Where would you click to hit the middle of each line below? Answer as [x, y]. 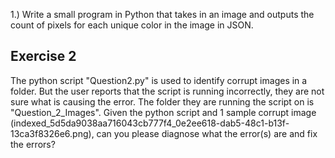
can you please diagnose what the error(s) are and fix [207, 133]
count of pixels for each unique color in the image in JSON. [132, 25]
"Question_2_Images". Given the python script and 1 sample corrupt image [163, 112]
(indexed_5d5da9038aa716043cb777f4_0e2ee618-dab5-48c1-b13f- [150, 123]
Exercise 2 [43, 56]
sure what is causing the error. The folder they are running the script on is [162, 101]
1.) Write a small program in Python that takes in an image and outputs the [162, 14]
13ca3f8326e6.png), [52, 133]
